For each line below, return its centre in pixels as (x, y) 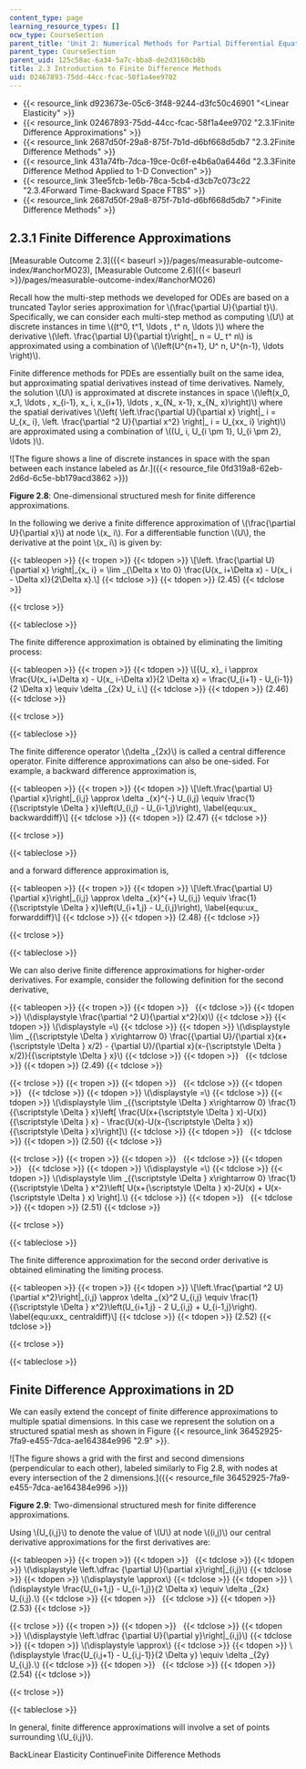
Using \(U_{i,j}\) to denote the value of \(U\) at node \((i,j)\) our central (140, 1533)
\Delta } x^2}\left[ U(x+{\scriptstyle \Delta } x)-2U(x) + (162, 1188)
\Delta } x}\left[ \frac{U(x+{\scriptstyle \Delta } (148, 1112)
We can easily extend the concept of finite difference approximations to (144, 1412)
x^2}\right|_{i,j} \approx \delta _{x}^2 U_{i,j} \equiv (135, 1297)
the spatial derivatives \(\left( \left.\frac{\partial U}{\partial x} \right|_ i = (143, 412)
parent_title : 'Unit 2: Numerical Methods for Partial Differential (142, 43)
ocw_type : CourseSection (56, 35)
